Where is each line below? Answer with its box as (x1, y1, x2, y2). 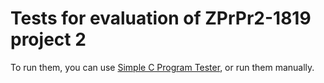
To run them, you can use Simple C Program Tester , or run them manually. (10, 61, 315, 73)
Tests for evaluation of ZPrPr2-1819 (10, 7, 312, 30)
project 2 (10, 28, 87, 51)
